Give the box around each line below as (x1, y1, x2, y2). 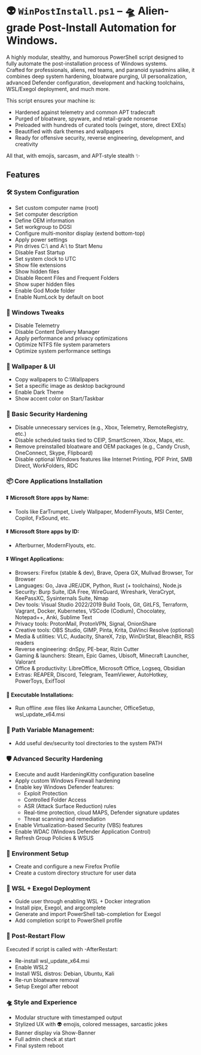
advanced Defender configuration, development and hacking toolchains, (6, 79, 185, 86)
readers (14, 639, 35, 647)
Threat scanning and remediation (23, 815, 106, 822)
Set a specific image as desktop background (14, 382, 125, 390)
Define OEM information (14, 216, 75, 224)
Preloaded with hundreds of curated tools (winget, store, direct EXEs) (14, 121, 187, 128)
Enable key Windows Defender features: (14, 783, 115, 791)
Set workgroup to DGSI (14, 223, 72, 230)
